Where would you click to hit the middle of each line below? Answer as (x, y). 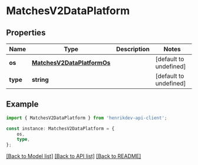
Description (133, 49)
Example (22, 104)
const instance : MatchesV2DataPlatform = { (60, 128)
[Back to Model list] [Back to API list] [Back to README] (74, 156)
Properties (26, 33)
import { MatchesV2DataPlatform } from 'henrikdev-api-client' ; (87, 118)
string (40, 80)
